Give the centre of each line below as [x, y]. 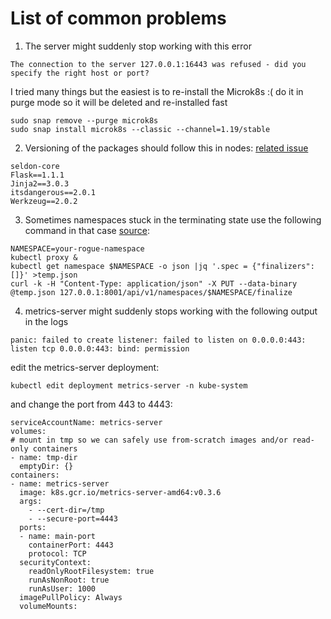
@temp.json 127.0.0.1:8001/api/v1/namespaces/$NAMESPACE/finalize [151, 292]
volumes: [28, 431]
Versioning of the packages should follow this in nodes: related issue [166, 148]
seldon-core [35, 166]
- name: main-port [58, 536]
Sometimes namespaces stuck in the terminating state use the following [173, 219]
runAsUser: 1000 [62, 588]
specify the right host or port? [80, 73]
